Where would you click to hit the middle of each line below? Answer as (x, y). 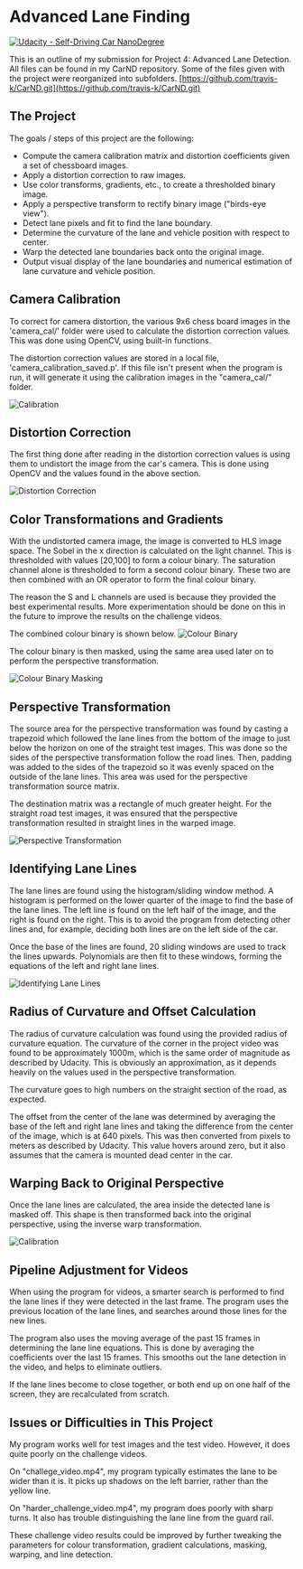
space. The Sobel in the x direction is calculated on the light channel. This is (151, 551)
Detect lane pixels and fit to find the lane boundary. (118, 222)
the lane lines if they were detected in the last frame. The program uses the (149, 1301)
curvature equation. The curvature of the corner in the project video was (144, 1043)
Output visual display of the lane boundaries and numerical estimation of (157, 261)
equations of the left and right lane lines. (84, 965)
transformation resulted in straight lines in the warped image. (123, 823)
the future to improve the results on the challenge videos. (116, 616)
